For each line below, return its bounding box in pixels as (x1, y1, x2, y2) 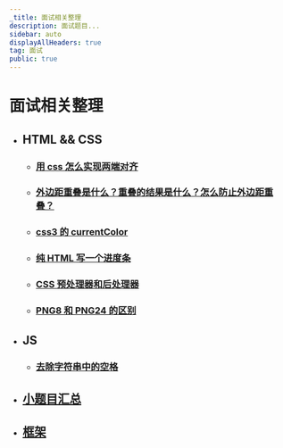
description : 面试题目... (9, 21, 101, 30)
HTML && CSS (21, 131, 103, 147)
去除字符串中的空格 (35, 361, 119, 373)
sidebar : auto (9, 29, 62, 38)
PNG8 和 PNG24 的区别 (35, 304, 137, 317)
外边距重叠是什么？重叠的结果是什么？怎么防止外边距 (35, 187, 265, 199)
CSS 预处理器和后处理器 (35, 278, 140, 291)
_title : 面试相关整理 (9, 12, 82, 22)
